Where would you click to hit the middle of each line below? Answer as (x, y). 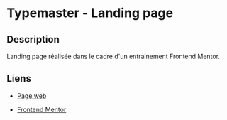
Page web (32, 96)
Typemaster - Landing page (90, 13)
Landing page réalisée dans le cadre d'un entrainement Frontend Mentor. (113, 56)
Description (33, 39)
